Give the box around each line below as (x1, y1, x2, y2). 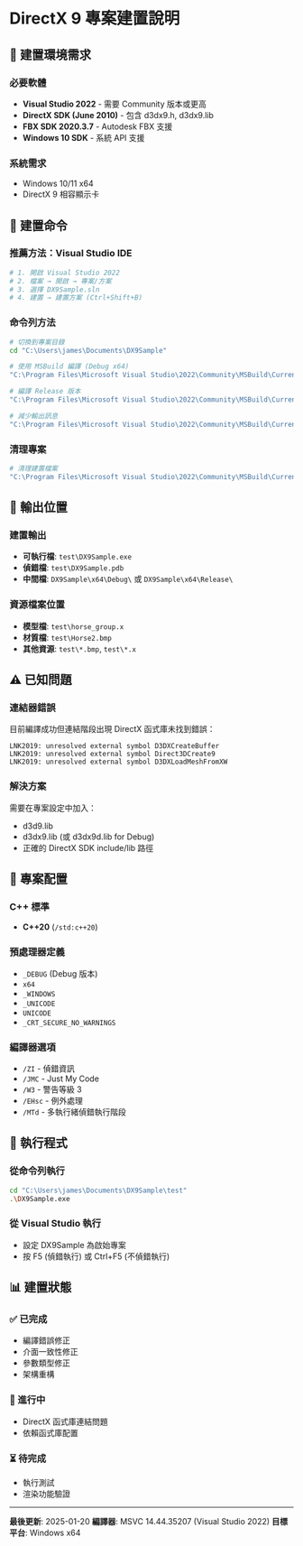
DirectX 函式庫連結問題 (22, 1416, 108, 1427)
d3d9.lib (22, 820, 54, 831)
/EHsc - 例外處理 (22, 1095, 83, 1106)
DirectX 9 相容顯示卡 (22, 189, 100, 199)
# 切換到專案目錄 (9, 338, 65, 347)
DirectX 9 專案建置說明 (9, 8, 180, 29)
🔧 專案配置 (9, 872, 68, 887)
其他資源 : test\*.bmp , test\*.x (22, 643, 137, 654)
